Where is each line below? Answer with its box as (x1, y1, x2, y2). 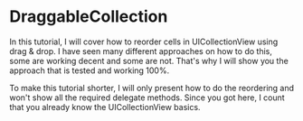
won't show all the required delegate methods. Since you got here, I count (9, 92, 285, 103)
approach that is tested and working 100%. (9, 65, 170, 76)
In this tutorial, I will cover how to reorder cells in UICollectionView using (9, 36, 279, 47)
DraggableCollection (9, 6, 168, 27)
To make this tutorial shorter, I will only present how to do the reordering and (9, 82, 295, 93)
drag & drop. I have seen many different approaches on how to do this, (9, 45, 273, 56)
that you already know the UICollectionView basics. (9, 101, 201, 112)
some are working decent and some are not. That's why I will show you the (9, 55, 289, 66)
